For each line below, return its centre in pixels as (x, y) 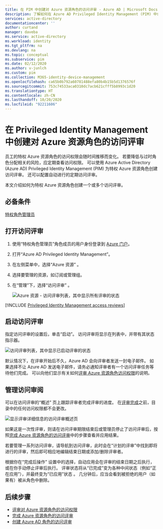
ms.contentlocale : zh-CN (30, 95)
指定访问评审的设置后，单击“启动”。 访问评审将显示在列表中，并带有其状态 (80, 334)
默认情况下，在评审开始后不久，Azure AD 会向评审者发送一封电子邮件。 (77, 361)
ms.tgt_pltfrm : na (24, 46)
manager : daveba (21, 32)
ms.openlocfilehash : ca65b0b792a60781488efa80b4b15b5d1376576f (70, 82)
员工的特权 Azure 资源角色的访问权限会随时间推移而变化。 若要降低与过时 (79, 156)
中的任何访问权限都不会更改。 (39, 409)
